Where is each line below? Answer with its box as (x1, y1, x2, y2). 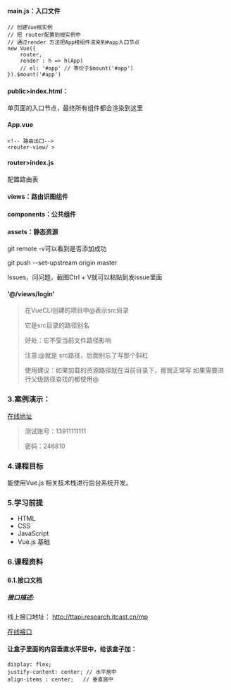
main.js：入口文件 (7, 6, 61, 15)
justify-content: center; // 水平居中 (7, 668, 118, 675)
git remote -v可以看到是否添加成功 (7, 244, 107, 253)
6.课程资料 (7, 557, 44, 567)
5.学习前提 (7, 497, 44, 507)
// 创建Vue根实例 (7, 24, 53, 31)
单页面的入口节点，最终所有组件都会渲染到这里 (7, 104, 143, 112)
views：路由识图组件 (7, 193, 69, 201)
